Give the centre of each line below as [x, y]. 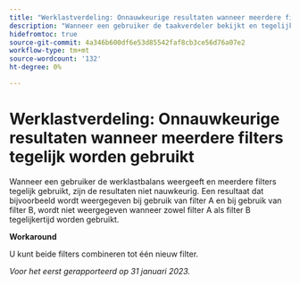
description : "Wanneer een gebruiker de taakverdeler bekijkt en [133, 26]
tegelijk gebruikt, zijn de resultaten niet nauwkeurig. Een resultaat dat [137, 191]
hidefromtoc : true [43, 34]
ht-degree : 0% [36, 68]
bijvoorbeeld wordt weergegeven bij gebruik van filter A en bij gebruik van [146, 200]
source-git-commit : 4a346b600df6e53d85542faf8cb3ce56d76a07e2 [127, 42]
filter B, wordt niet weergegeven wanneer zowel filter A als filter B [130, 209]
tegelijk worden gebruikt [102, 157]
